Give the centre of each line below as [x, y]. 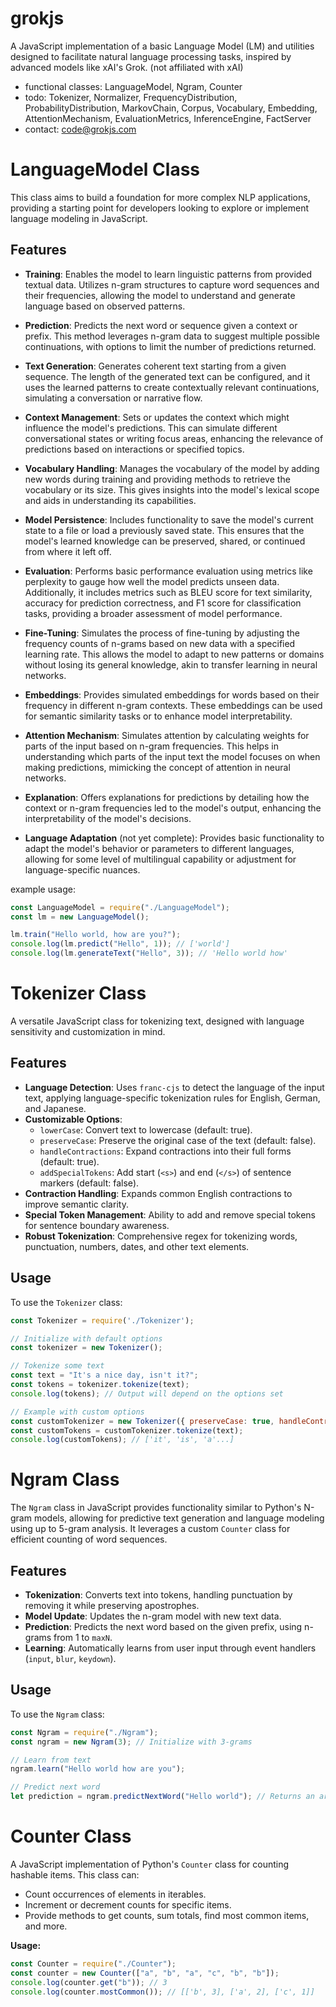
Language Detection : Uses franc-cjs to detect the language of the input [174, 1087]
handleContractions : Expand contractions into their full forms [165, 1151]
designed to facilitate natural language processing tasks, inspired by [151, 56]
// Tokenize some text [57, 1366]
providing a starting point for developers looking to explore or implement [160, 208]
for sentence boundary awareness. [97, 1225]
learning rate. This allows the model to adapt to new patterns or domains [174, 654]
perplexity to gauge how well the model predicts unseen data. [152, 581]
